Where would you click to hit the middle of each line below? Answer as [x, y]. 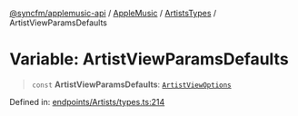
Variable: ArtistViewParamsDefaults [149, 59]
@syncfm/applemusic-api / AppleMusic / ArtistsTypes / [113, 13]
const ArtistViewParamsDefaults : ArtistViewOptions [131, 84]
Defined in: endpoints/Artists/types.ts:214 [87, 101]
